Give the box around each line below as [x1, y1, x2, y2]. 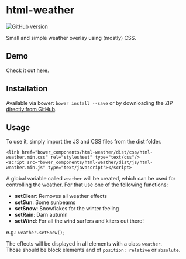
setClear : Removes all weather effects [14, 193, 107, 200]
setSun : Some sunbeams [14, 199, 76, 206]
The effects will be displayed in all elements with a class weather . [6, 240, 163, 247]
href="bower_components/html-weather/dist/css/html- [21, 149, 153, 155]
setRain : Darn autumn [14, 212, 68, 219]
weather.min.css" [6, 155, 49, 161]
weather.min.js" [6, 165, 46, 171]
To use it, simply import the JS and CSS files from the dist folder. [6, 138, 162, 145]
